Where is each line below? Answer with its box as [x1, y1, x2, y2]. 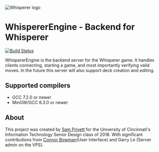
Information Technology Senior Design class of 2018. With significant [5, 131, 143, 137]
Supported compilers [5, 81, 71, 90]
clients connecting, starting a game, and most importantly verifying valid [5, 62, 150, 68]
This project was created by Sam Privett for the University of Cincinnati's [5, 126, 151, 132]
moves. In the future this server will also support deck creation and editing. [5, 67, 155, 73]
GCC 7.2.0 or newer [12, 94, 52, 100]
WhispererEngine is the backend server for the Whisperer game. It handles [5, 57, 155, 63]
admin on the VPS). [5, 142, 44, 148]
